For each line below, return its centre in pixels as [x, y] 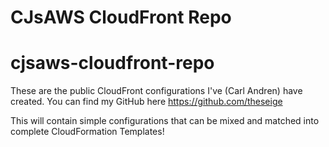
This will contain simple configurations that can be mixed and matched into [165, 121]
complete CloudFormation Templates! [87, 132]
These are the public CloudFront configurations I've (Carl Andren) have [156, 91]
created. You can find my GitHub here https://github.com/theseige [146, 102]
